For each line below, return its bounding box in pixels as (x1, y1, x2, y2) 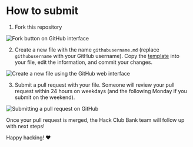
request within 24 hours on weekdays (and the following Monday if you (14, 87, 187, 94)
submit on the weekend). (14, 94, 75, 101)
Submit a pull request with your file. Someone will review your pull (14, 81, 175, 88)
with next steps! (6, 122, 45, 129)
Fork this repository (14, 23, 62, 30)
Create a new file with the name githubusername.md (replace (14, 46, 160, 53)
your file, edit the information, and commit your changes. (14, 59, 153, 66)
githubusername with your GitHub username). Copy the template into (14, 52, 179, 59)
